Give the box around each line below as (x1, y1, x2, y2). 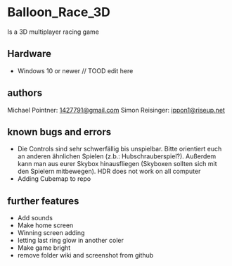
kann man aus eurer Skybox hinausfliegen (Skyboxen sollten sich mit (17, 160, 217, 168)
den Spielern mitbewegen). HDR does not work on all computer (17, 167, 201, 176)
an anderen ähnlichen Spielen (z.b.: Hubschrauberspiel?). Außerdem (17, 152, 217, 160)
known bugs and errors (7, 126, 111, 138)
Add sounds (17, 214, 53, 222)
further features (7, 195, 79, 207)
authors (7, 87, 43, 99)
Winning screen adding (17, 229, 85, 237)
